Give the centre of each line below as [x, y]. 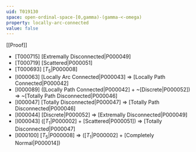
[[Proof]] [17, 45]
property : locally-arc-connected [48, 23]
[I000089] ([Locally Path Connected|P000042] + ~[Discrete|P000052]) [102, 90]
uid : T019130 [22, 12]
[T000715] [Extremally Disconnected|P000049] [73, 56]
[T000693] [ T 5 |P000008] [46, 70]
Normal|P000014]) [37, 142]
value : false [22, 28]
